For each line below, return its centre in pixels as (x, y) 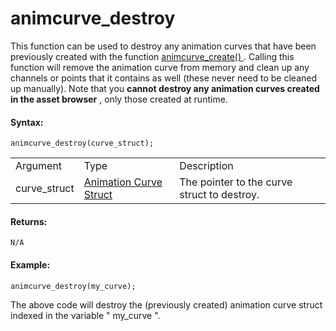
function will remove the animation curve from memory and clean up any (160, 67)
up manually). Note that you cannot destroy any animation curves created (165, 88)
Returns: (29, 221)
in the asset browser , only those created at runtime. (119, 99)
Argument (39, 166)
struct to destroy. (219, 195)
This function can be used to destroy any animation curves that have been (163, 46)
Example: (30, 264)
